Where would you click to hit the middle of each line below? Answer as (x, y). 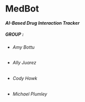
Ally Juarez (24, 63)
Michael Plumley (30, 94)
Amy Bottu (24, 47)
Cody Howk (25, 78)
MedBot (22, 9)
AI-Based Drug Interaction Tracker (42, 23)
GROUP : (14, 34)
